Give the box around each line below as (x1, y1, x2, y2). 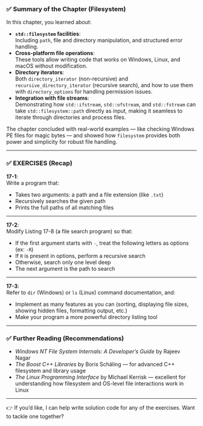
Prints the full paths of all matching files (14, 204, 114, 211)
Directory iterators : (14, 69, 65, 76)
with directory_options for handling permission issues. (14, 88, 153, 95)
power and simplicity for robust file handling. (6, 138, 118, 146)
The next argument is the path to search (14, 265, 115, 272)
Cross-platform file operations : (14, 50, 95, 57)
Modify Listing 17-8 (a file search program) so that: (6, 227, 133, 234)
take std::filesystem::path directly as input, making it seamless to (14, 108, 183, 115)
